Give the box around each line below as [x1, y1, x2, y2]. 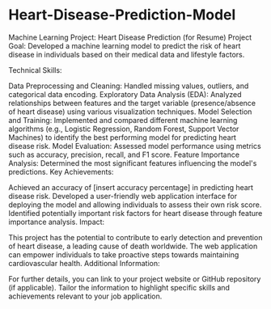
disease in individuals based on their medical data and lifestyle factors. [8, 49, 245, 59]
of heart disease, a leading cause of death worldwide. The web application [8, 241, 258, 251]
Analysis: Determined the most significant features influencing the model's [8, 158, 257, 167]
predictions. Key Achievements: [8, 167, 114, 176]
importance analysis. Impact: [8, 217, 105, 226]
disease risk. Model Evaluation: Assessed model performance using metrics [8, 141, 261, 150]
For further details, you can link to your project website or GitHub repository [8, 273, 261, 284]
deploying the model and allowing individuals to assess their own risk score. [8, 200, 262, 210]
